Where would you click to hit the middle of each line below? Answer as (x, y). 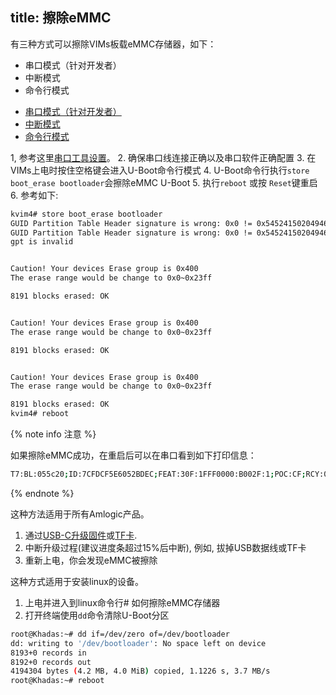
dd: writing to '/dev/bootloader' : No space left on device (138, 643)
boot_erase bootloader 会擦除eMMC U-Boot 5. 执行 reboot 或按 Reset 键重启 (164, 182)
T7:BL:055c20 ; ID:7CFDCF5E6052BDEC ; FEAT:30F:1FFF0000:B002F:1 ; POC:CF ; (158, 474)
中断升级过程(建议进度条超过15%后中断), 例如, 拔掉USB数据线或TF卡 (165, 547)
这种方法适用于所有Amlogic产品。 (80, 514)
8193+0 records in (48, 653)
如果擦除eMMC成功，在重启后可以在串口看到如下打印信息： (133, 455)
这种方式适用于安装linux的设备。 (77, 581)
